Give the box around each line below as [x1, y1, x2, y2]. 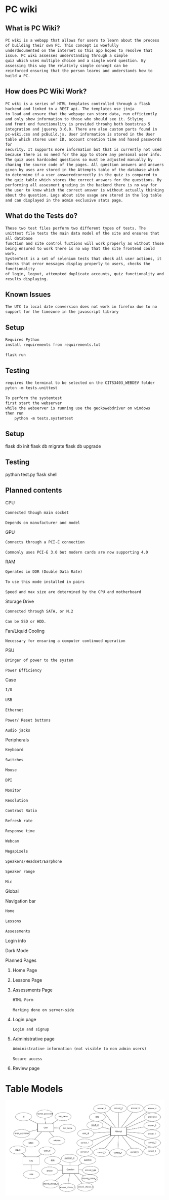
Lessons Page [12, 977, 43, 983]
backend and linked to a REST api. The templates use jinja [5, 106, 135, 111]
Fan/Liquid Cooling [5, 628, 45, 634]
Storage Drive [5, 598, 34, 604]
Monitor [5, 788, 22, 793]
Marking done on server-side [12, 1007, 74, 1013]
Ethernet [5, 707, 24, 712]
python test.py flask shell [5, 471, 58, 477]
